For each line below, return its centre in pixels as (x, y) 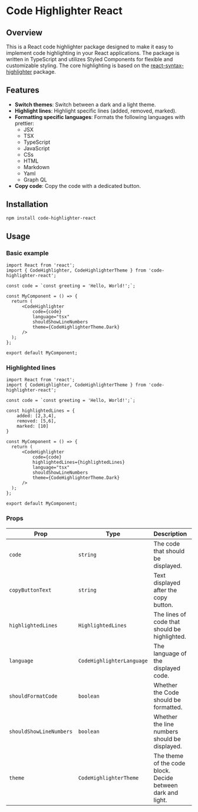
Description (170, 533)
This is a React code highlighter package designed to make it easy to (90, 47)
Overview (24, 33)
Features (23, 90)
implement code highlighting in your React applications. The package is (93, 53)
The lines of (170, 614)
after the (165, 590)
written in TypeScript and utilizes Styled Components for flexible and (90, 59)
